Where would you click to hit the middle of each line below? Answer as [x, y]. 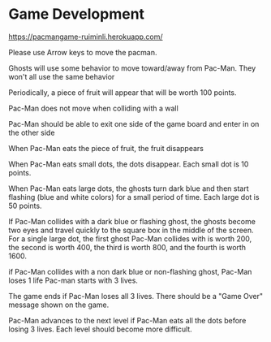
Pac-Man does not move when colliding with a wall [93, 108]
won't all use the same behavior [62, 76]
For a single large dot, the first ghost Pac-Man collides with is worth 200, [130, 238]
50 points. [25, 206]
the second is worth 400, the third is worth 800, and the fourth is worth [127, 247]
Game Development [76, 14]
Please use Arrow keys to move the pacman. [83, 52]
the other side [32, 132]
